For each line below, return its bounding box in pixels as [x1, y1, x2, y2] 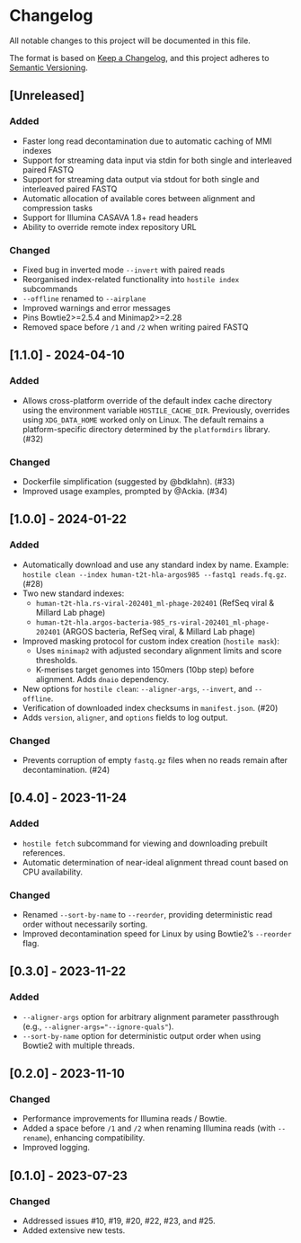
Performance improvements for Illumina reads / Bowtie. [22, 1114, 227, 1124]
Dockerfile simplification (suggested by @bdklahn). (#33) [22, 475, 235, 486]
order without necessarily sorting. [22, 919, 148, 929]
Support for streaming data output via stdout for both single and [22, 173, 260, 184]
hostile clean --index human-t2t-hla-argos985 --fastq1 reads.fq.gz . [22, 568, 288, 580]
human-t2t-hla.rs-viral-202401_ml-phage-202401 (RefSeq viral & [35, 597, 275, 608]
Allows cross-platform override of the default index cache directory [22, 395, 272, 405]
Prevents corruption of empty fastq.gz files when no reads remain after [22, 754, 288, 765]
